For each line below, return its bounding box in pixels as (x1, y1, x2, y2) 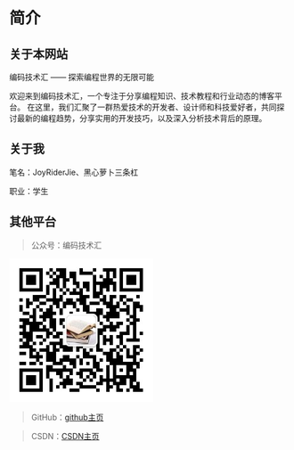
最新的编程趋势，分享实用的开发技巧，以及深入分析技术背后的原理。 (16, 113, 267, 123)
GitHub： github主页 (30, 412, 104, 422)
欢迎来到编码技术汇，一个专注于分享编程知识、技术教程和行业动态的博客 (9, 91, 274, 101)
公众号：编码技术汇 (30, 240, 102, 250)
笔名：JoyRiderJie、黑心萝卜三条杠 (9, 167, 139, 177)
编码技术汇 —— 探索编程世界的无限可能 (9, 72, 154, 82)
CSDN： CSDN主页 (30, 430, 100, 441)
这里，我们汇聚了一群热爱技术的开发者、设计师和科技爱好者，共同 (34, 102, 277, 112)
